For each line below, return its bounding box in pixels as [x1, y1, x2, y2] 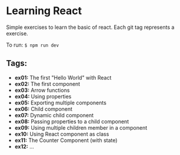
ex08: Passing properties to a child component [14, 118, 129, 125]
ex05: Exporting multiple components [14, 99, 107, 106]
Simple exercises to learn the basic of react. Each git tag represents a [6, 24, 175, 31]
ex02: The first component [14, 80, 81, 87]
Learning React [6, 4, 82, 18]
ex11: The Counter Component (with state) [14, 137, 118, 144]
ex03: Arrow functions [14, 87, 70, 94]
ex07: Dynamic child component [14, 111, 94, 118]
